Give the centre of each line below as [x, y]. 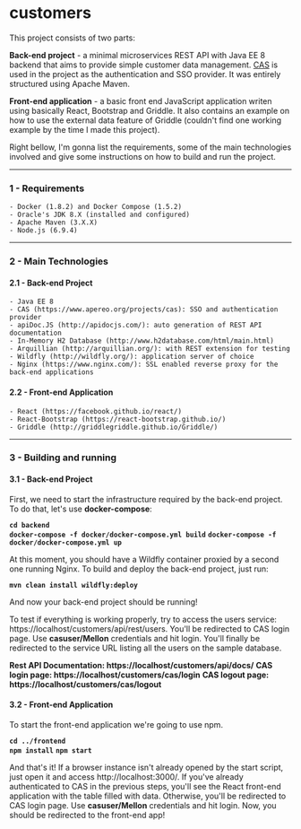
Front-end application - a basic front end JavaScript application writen [141, 100]
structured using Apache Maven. [69, 83]
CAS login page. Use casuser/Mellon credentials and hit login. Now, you [143, 805]
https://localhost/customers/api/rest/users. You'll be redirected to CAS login [150, 628]
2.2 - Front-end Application [61, 392]
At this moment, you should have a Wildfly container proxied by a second [144, 559]
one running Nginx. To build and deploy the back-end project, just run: [139, 569]
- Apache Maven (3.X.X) [54, 223]
